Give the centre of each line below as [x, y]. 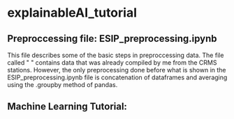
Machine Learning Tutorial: [67, 107]
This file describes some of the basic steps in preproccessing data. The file [116, 55]
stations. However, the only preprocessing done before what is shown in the [117, 70]
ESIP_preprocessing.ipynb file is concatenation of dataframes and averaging [117, 77]
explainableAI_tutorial [72, 13]
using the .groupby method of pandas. [63, 85]
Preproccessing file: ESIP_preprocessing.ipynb [112, 39]
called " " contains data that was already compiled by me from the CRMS [112, 63]
